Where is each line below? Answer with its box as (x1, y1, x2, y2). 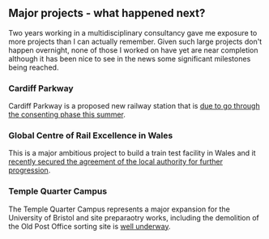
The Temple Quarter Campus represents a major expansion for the (8, 204, 231, 214)
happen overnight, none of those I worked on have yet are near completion (8, 45, 258, 55)
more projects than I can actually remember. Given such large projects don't (8, 36, 263, 46)
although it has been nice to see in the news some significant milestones (8, 53, 251, 63)
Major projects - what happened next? (8, 6, 206, 20)
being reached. (8, 62, 59, 72)
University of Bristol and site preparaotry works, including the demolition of (8, 212, 259, 222)
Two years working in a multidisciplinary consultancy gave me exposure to (8, 28, 258, 37)
